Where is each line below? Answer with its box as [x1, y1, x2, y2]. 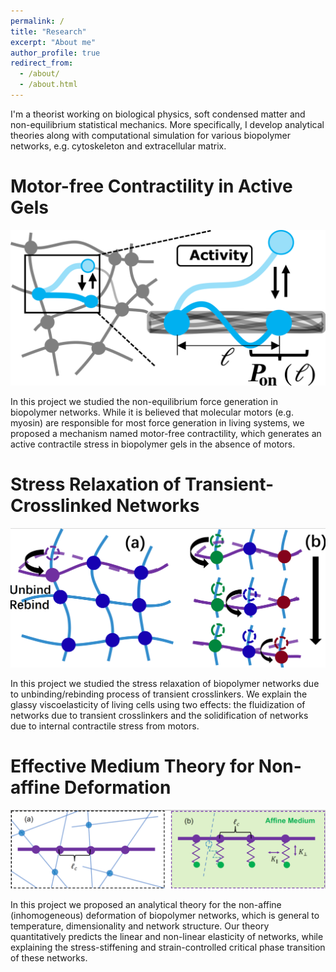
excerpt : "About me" [10, 37, 97, 47]
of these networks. [10, 951, 88, 964]
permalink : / [10, 16, 65, 26]
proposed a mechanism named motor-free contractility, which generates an [10, 427, 322, 439]
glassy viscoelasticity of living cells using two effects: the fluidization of [10, 698, 306, 710]
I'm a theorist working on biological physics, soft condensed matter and [10, 108, 306, 120]
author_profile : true [10, 48, 101, 58]
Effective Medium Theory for [10, 755, 255, 777]
